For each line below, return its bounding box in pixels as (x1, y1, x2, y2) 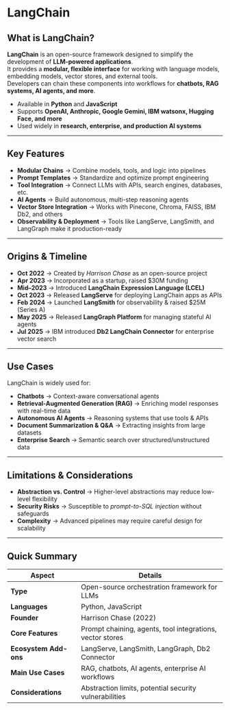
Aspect (30, 571, 55, 580)
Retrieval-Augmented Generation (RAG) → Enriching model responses (16, 400, 219, 408)
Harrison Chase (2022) (81, 613, 156, 623)
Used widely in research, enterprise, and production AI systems (16, 122, 202, 130)
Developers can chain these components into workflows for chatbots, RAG (7, 79, 219, 87)
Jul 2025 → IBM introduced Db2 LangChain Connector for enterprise (16, 327, 214, 335)
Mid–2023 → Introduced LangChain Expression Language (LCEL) (16, 283, 205, 292)
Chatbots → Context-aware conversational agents (16, 392, 159, 400)
